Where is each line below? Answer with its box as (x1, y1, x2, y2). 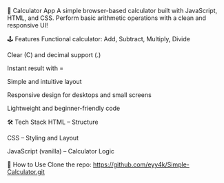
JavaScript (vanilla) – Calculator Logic (7, 147, 115, 155)
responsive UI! (7, 21, 48, 29)
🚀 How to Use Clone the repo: (7, 160, 92, 169)
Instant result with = (7, 64, 64, 72)
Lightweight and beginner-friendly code (7, 104, 121, 112)
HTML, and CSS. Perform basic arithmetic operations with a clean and (7, 14, 207, 22)
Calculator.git (7, 168, 45, 175)
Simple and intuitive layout (7, 78, 82, 85)
